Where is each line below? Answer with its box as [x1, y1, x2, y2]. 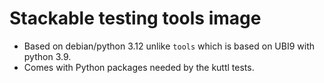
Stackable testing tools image [9, 7, 262, 30]
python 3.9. [23, 50, 72, 62]
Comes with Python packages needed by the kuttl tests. [23, 61, 255, 73]
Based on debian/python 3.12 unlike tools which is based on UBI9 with [23, 40, 316, 52]
